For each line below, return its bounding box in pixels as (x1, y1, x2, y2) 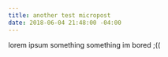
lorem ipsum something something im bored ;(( (8, 40, 161, 49)
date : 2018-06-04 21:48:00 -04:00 (8, 19, 122, 27)
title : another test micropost (8, 11, 111, 20)
